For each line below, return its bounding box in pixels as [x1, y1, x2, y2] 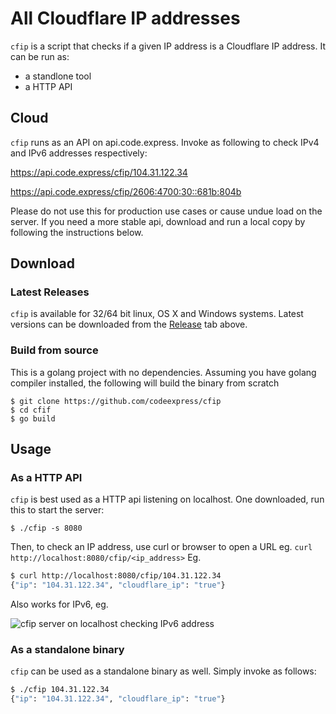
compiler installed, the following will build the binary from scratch [10, 377, 280, 389]
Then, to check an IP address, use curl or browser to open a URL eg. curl [10, 541, 313, 553]
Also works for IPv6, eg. [10, 598, 109, 611]
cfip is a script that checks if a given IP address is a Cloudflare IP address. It [10, 40, 326, 52]
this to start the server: [10, 504, 105, 516]
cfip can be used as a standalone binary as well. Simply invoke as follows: [10, 665, 317, 677]
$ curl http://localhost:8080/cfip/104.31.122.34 [10, 571, 222, 581]
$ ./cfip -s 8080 [10, 523, 83, 534]
